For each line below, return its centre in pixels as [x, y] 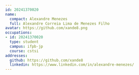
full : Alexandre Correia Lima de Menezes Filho [60, 23]
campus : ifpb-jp [26, 46]
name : [11, 14]
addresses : [16, 56]
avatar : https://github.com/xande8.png [46, 28]
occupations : [19, 33]
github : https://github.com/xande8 [46, 60]
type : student [24, 42]
